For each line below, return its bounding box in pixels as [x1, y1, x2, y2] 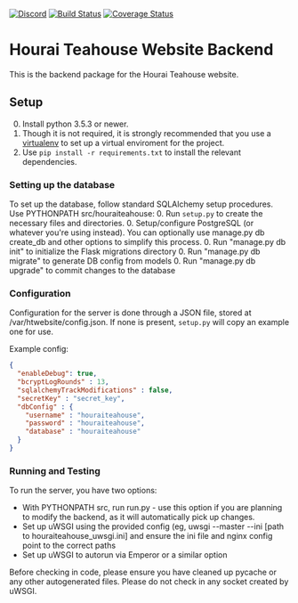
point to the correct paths [21, 540, 117, 551]
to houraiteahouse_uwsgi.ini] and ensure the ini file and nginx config [21, 531, 273, 542]
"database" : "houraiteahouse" [25, 428, 141, 436]
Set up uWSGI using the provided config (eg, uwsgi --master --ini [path [21, 521, 285, 532]
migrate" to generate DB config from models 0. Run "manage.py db [9, 256, 256, 266]
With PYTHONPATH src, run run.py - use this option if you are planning [21, 502, 283, 513]
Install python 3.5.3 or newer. [21, 118, 129, 129]
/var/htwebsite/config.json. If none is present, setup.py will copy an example [9, 317, 290, 328]
